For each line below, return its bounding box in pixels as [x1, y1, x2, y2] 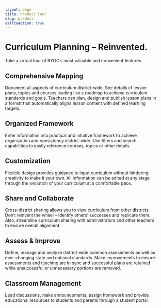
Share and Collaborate [5, 194, 74, 202]
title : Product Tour [5, 12, 47, 17]
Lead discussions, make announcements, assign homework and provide [5, 292, 149, 298]
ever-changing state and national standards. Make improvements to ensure [5, 255, 155, 261]
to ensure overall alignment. [5, 222, 61, 229]
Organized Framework [5, 120, 74, 128]
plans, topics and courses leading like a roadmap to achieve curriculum [5, 90, 147, 95]
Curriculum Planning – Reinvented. [5, 42, 148, 53]
